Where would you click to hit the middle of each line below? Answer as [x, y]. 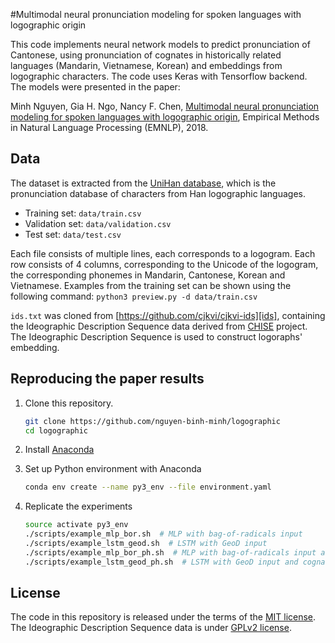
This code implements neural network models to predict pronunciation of [160, 44]
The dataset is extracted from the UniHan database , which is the [143, 183]
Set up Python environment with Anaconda [113, 469]
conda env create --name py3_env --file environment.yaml [148, 487]
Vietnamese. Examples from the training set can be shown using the [151, 285]
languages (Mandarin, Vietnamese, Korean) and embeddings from [146, 65]
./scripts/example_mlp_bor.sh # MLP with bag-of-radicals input [163, 534]
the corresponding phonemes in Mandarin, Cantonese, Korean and [148, 275]
